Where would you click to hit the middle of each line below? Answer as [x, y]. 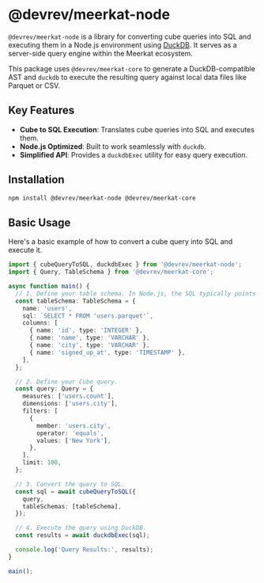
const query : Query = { [54, 389]
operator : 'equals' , [70, 433]
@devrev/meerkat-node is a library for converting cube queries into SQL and [130, 36]
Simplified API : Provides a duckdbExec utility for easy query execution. [134, 154]
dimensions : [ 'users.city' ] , [70, 404]
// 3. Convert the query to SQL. [70, 484]
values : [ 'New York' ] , [74, 440]
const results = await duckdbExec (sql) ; [83, 535]
